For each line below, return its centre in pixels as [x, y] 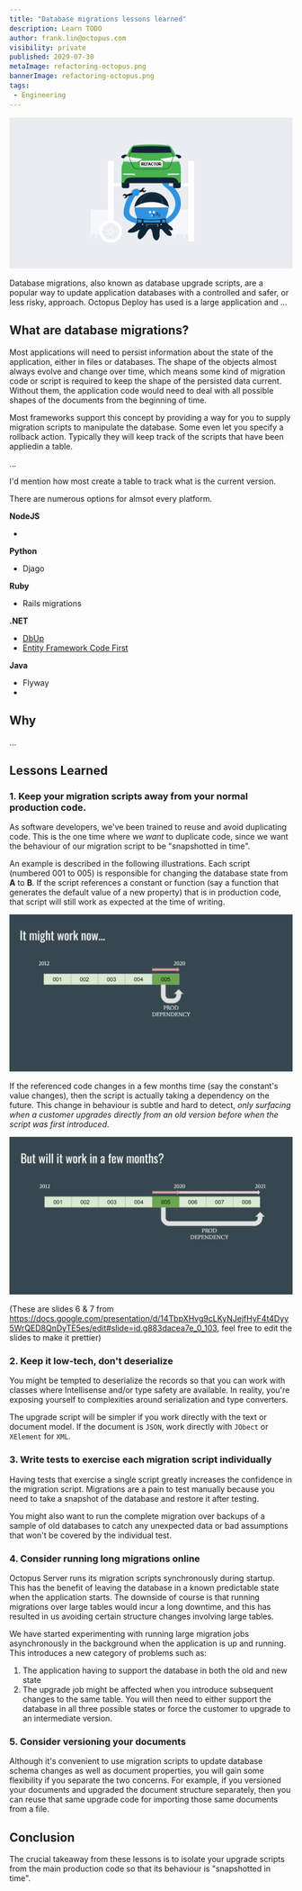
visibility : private [48, 48]
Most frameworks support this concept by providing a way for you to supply [150, 417]
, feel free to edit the [254, 1328]
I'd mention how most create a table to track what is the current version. [143, 481]
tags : [19, 86]
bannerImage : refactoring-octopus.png [82, 77]
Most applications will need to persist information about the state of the [142, 352]
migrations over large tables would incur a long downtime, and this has [140, 1606]
